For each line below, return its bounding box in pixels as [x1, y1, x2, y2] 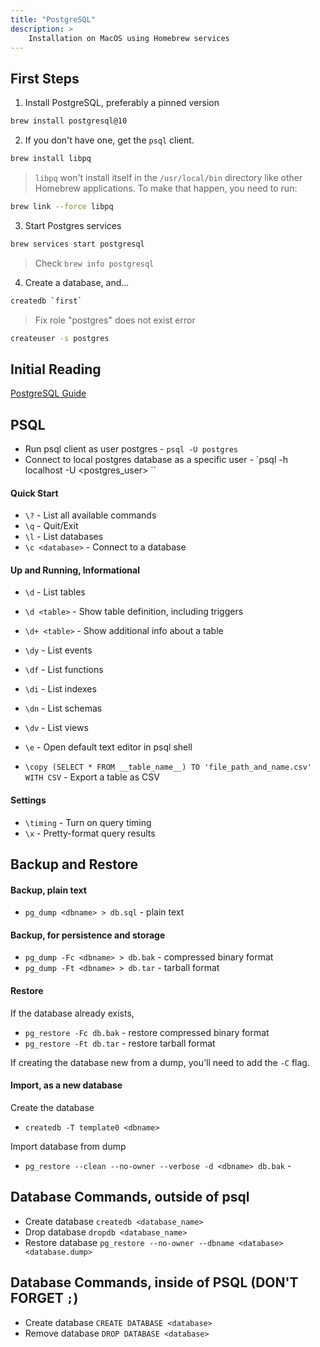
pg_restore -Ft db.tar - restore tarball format [24, 1037, 216, 1049]
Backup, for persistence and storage [10, 929, 166, 941]
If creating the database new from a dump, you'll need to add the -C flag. [10, 1056, 310, 1068]
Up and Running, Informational [10, 564, 140, 576]
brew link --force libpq [10, 201, 114, 211]
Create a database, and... [24, 276, 130, 288]
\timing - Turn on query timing [24, 816, 152, 828]
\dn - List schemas [24, 702, 103, 715]
